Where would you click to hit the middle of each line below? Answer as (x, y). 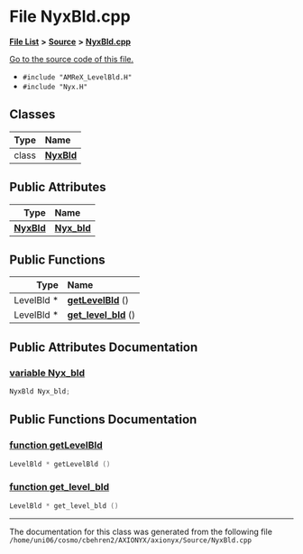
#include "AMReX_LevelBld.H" (77, 77)
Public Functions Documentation (103, 420)
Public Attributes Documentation (104, 347)
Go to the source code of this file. (72, 59)
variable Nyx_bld (47, 373)
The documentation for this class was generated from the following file (141, 531)
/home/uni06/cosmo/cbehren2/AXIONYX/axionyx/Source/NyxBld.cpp (131, 540)
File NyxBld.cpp (70, 17)
